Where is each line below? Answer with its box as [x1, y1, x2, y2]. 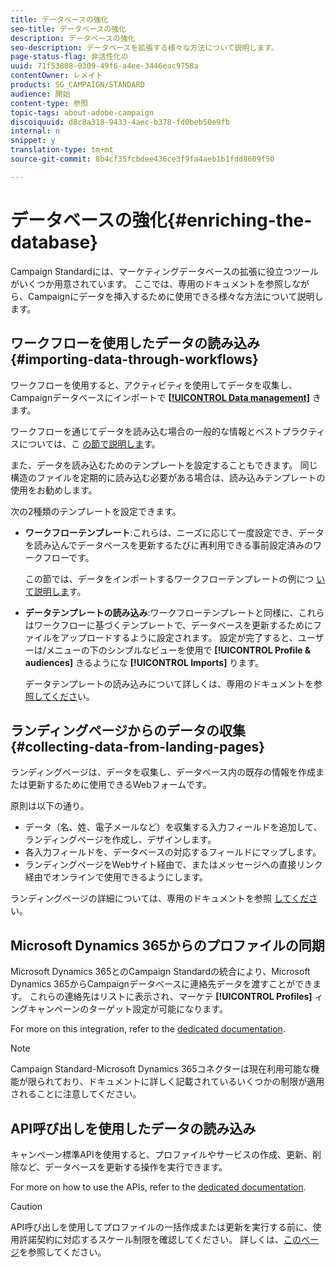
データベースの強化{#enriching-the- [10, 209, 313, 231]
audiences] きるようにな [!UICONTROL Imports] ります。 [24, 656, 264, 668]
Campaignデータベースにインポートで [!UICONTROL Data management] [10, 391, 311, 403]
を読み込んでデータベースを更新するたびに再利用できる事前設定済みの [24, 539, 314, 551]
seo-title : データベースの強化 [10, 24, 127, 34]
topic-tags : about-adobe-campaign [10, 107, 155, 118]
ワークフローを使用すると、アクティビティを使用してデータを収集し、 [10, 379, 298, 391]
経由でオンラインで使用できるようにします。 [24, 871, 209, 883]
